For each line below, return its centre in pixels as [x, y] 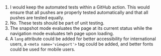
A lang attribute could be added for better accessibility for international [83, 39]
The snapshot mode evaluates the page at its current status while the [81, 28]
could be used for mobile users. [43, 49]
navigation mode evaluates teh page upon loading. [62, 33]
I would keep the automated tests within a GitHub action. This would [80, 7]
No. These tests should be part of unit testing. [57, 23]
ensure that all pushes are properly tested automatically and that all [79, 12]
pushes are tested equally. [37, 18]
